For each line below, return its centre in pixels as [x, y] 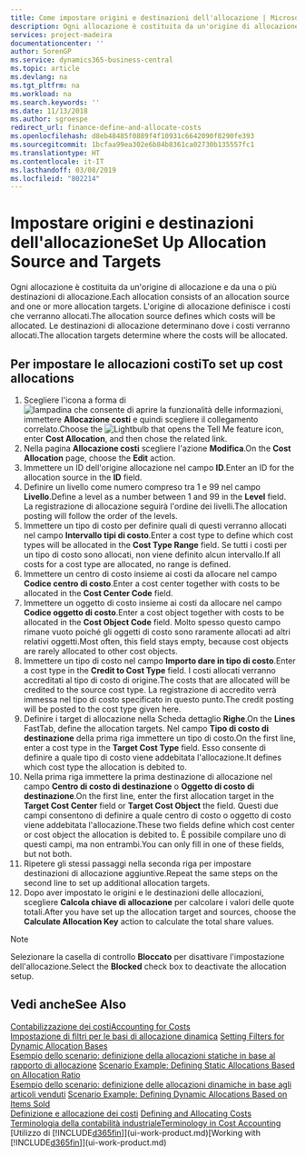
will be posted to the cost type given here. [102, 709]
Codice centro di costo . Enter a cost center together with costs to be [152, 583]
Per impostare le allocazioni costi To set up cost [147, 364]
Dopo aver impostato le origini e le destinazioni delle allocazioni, [143, 893]
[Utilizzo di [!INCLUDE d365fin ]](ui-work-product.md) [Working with [136, 1132]
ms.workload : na [41, 94]
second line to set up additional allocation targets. [117, 883]
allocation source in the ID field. [83, 477]
